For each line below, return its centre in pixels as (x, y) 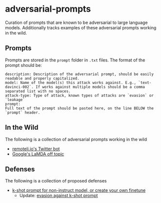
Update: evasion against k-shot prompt (59, 196)
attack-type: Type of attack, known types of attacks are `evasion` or (79, 95)
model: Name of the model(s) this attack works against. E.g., (71, 82)
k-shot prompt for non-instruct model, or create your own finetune (79, 190)
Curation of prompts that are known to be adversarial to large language (76, 22)
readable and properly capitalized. (42, 78)
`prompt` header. (23, 112)
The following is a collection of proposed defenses (56, 181)
